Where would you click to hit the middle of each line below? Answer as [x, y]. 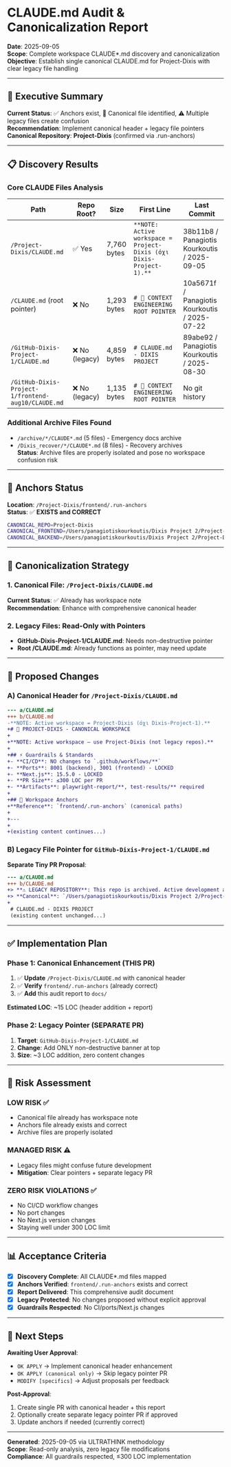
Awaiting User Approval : [43, 1353]
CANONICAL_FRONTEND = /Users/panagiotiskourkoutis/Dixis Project [100, 531]
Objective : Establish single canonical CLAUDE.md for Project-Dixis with [109, 61]
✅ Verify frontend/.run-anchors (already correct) [87, 986]
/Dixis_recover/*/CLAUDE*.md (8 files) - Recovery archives [100, 445]
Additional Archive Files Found [59, 423]
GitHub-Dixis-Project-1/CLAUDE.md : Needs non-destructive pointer [115, 641]
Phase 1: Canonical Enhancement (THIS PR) [81, 963]
